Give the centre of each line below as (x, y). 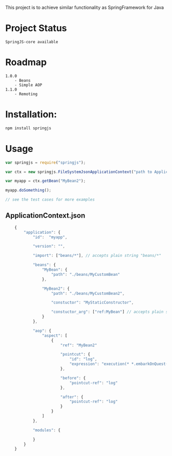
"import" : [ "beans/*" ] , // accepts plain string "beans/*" (97, 256)
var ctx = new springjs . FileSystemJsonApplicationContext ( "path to (79, 172)
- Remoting (26, 94)
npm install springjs (28, 128)
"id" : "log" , (83, 359)
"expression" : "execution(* (99, 364)
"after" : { (72, 397)
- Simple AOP (28, 85)
